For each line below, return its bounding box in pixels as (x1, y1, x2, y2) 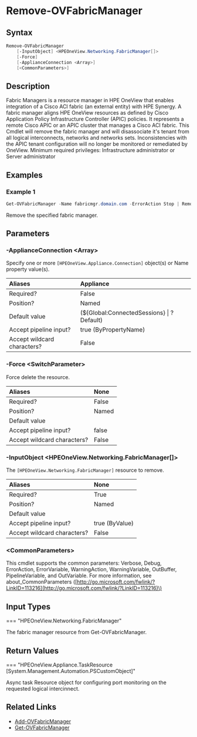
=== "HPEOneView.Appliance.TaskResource (6, 661, 113, 668)
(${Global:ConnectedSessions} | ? (80, 309, 174, 317)
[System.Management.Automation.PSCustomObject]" (6, 667, 136, 674)
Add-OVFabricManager (14, 718, 72, 725)
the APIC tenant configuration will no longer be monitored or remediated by (6, 140, 188, 148)
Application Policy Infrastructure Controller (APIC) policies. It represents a (6, 116, 184, 123)
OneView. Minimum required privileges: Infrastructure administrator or (6, 147, 175, 154)
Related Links (6, 702, 57, 712)
